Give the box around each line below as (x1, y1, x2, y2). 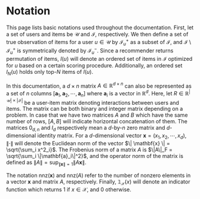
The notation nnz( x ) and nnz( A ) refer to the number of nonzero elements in (6, 172, 191, 179)
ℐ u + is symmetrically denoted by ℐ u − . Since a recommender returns (6, 46, 174, 55)
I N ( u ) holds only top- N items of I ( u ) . (6, 68, 94, 77)
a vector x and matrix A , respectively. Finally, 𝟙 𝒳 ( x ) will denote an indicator (6, 178, 190, 186)
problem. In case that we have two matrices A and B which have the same (6, 111, 188, 119)
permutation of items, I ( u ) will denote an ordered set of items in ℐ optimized (6, 55, 193, 62)
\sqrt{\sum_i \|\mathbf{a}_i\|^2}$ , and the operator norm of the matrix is (6, 153, 184, 159)
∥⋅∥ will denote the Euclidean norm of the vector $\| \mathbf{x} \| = (6, 140, 170, 147)
